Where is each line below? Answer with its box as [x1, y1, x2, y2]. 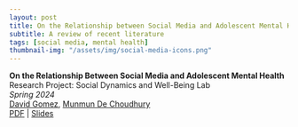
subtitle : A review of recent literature [9, 29, 165, 38]
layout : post [9, 12, 58, 22]
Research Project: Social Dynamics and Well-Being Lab [9, 80, 211, 91]
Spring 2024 [9, 90, 55, 100]
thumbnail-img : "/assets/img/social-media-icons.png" [9, 46, 213, 55]
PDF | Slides [9, 108, 54, 119]
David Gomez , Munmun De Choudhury [9, 99, 151, 109]
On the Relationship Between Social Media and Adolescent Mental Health [9, 70, 285, 81]
